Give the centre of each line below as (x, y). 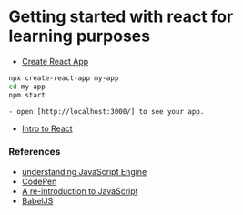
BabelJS (37, 200)
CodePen (39, 181)
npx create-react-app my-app (64, 78)
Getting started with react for (121, 17)
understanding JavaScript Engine (84, 171)
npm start (27, 95)
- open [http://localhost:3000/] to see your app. (106, 111)
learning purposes (80, 36)
